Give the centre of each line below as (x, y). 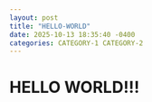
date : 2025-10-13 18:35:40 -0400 (72, 34)
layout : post (34, 18)
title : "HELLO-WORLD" (50, 26)
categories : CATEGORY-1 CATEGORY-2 (76, 43)
